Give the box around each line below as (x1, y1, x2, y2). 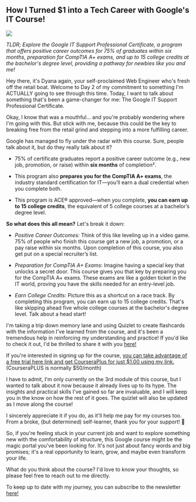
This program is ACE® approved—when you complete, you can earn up (14, 196, 188, 203)
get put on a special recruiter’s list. (14, 250, 99, 257)
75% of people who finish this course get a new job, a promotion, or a (14, 238, 184, 245)
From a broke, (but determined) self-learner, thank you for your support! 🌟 (6, 418, 185, 425)
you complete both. (14, 185, 62, 192)
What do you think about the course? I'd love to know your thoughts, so (6, 466, 179, 473)
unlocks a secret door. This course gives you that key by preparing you (14, 267, 187, 275)
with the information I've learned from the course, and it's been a (6, 328, 163, 335)
